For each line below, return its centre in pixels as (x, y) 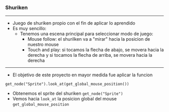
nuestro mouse (43, 45)
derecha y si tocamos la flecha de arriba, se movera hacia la (90, 55)
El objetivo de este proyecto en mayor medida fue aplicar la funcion (82, 75)
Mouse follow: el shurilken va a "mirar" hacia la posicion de (89, 39)
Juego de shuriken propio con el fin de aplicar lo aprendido (74, 23)
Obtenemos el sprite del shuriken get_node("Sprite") (68, 93)
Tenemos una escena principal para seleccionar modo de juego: (87, 34)
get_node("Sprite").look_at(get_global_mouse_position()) (67, 84)
